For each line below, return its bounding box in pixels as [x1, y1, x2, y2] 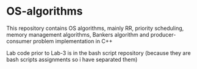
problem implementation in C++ [32, 37, 113, 45]
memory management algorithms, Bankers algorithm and [6, 31, 149, 38]
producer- [150, 31, 176, 38]
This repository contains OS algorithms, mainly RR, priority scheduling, [6, 24, 184, 32]
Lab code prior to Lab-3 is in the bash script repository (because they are [6, 49, 191, 56]
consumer [6, 37, 32, 45]
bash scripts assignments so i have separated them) [6, 56, 138, 63]
